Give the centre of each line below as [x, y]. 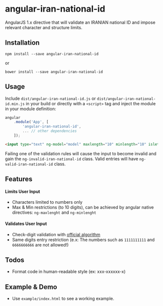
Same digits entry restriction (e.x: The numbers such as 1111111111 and [83, 240]
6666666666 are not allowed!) [40, 245]
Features [19, 179]
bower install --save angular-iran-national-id [54, 72]
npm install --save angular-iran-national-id [52, 54]
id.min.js [15, 104]
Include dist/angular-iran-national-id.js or [50, 98]
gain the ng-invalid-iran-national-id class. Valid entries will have [72, 159]
